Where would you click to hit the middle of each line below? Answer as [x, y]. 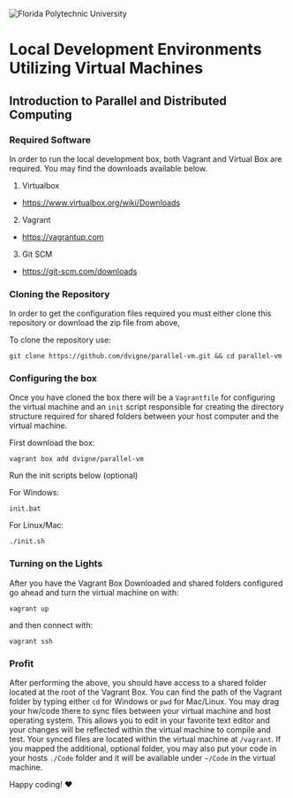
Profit [21, 664]
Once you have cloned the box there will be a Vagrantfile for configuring [142, 397]
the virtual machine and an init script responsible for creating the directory [146, 407]
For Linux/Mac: [37, 526]
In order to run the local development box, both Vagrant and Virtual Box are [146, 158]
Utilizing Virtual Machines [106, 69]
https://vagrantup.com [63, 237]
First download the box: [52, 443]
